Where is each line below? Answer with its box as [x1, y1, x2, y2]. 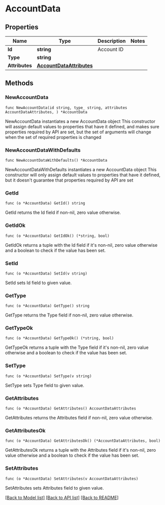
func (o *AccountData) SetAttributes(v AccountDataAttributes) [5, 476, 139, 481]
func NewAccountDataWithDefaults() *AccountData [5, 158, 108, 163]
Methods [5, 79, 34, 88]
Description [97, 38, 126, 44]
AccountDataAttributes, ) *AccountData [5, 109, 88, 114]
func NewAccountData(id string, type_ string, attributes [5, 105, 127, 110]
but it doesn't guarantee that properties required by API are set [5, 177, 134, 183]
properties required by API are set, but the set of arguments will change [5, 129, 152, 135]
